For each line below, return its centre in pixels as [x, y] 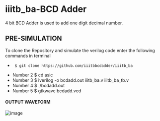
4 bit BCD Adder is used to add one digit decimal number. [64, 23]
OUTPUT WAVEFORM [28, 102]
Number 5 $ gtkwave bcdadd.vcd [46, 91]
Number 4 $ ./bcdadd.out [39, 85]
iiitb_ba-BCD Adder [46, 9]
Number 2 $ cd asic [33, 75]
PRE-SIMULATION [34, 38]
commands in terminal [28, 56]
